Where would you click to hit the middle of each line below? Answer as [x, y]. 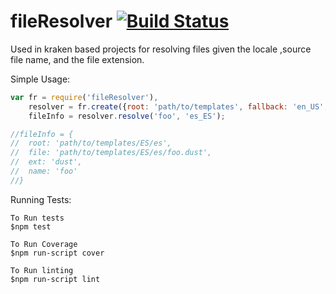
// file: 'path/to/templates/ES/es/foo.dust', [111, 153]
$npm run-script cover [57, 253]
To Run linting [42, 270]
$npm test [31, 226]
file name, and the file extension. [77, 59]
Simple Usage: [40, 79]
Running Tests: [41, 199]
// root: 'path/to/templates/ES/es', [91, 143]
